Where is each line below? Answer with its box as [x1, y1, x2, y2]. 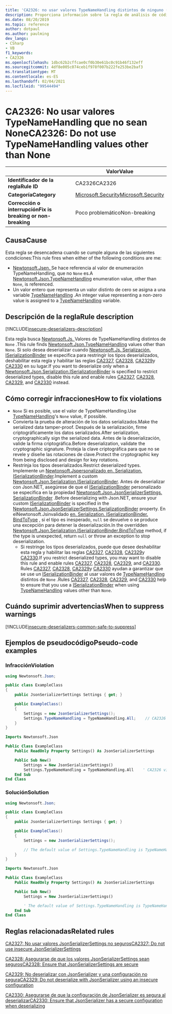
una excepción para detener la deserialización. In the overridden [12, 522, 147, 528]
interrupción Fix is [8, 206, 52, 213]
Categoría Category [8, 191, 56, 198]
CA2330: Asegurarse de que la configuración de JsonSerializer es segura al [5, 992, 166, 998]
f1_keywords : [5, 50, 33, 55]
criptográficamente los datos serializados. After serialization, [12, 429, 140, 436]
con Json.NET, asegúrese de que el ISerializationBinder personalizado [12, 484, 161, 490]
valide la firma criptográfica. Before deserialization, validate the [12, 441, 145, 446]
